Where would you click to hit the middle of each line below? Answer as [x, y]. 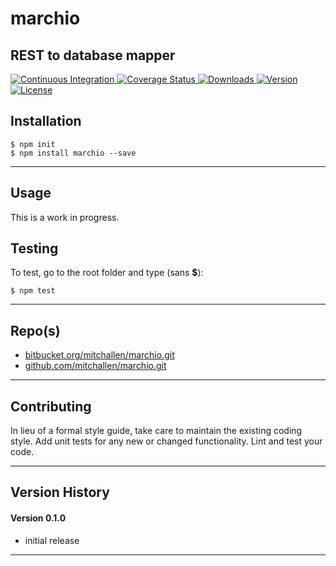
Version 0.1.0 [38, 518]
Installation [46, 121]
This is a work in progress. [65, 217]
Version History [60, 492]
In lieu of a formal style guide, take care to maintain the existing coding [156, 431]
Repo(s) [35, 330]
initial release [52, 540]
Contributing [51, 406]
